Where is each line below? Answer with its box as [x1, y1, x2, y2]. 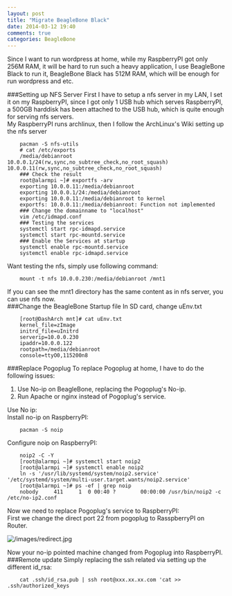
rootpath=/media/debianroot [19, 346, 100, 353]
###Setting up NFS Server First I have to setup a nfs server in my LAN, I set [7, 91, 223, 99]
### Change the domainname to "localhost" [19, 207, 144, 215]
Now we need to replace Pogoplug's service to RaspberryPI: [7, 507, 180, 515]
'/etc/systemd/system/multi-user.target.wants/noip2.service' [7, 476, 190, 484]
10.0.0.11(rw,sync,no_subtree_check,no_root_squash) [7, 165, 163, 172]
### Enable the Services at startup [19, 238, 126, 245]
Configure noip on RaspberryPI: [7, 439, 98, 447]
